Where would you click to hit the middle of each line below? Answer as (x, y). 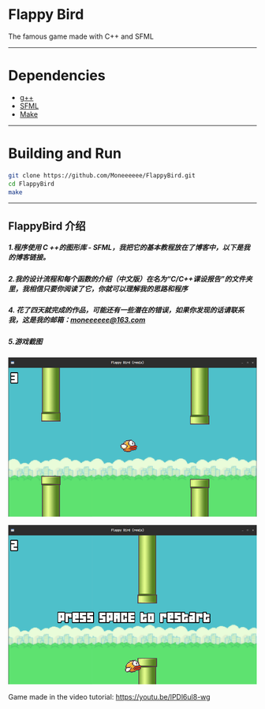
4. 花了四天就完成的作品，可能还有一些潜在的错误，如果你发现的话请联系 (126, 310)
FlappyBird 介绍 (47, 226)
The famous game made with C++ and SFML (81, 36)
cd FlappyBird (32, 184)
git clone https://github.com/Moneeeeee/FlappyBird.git (102, 175)
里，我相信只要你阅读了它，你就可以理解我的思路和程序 (98, 289)
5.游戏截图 (26, 341)
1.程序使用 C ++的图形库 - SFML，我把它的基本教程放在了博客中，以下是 (126, 248)
